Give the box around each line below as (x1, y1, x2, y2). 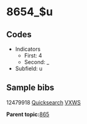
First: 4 (24, 52, 43, 59)
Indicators (15, 45, 41, 53)
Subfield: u (15, 65, 43, 72)
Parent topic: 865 (6, 111, 50, 118)
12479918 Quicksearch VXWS (6, 98, 81, 106)
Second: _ (24, 59, 50, 65)
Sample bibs (6, 82, 55, 93)
